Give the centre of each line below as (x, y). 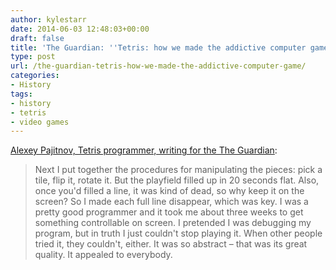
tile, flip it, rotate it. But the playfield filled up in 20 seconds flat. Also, (177, 180)
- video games (40, 122)
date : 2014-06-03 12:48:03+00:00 (80, 29)
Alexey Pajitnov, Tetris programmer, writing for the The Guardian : (144, 150)
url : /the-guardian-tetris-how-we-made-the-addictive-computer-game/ (158, 66)
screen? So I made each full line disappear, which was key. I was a (171, 202)
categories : (35, 76)
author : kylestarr (48, 19)
